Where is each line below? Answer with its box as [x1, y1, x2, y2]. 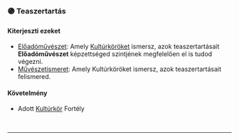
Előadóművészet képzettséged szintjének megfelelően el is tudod [17, 50, 213, 58]
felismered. [17, 72, 51, 81]
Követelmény [7, 88, 48, 97]
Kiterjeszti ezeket [7, 26, 60, 35]
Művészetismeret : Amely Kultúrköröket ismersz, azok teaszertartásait [17, 65, 222, 73]
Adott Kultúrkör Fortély [17, 104, 85, 113]
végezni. [17, 58, 43, 66]
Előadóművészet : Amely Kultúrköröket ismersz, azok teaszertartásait [17, 42, 220, 51]
